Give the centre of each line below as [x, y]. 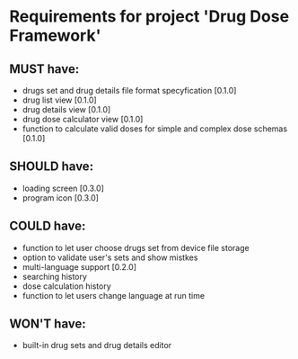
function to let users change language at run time [113, 295]
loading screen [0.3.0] [63, 188]
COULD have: [48, 226]
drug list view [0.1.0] [59, 100]
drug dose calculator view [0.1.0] [83, 119]
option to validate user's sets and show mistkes [110, 257]
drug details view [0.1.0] [66, 109]
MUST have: [44, 69]
